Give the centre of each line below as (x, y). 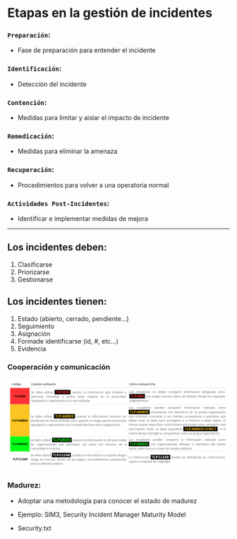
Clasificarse (35, 264)
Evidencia (32, 349)
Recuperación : (31, 169)
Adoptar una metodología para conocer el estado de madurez (107, 501)
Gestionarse (35, 279)
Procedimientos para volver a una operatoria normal (93, 185)
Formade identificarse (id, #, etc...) (68, 341)
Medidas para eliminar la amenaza (67, 151)
